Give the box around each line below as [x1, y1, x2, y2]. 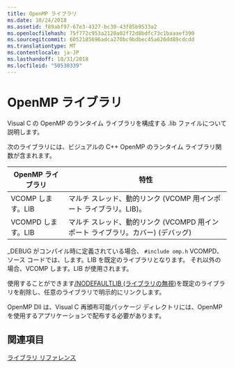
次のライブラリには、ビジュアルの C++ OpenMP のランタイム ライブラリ [7, 142, 216, 151]
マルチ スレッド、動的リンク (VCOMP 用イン [68, 193, 214, 203]
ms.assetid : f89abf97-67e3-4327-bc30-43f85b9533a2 [7, 23, 157, 30]
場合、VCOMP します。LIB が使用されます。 [7, 264, 133, 272]
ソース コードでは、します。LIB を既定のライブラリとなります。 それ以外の [7, 256, 221, 264]
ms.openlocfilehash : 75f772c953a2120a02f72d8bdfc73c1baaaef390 [7, 29, 195, 37]
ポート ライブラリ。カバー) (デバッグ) [68, 228, 192, 237]
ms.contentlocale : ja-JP [7, 50, 79, 57]
